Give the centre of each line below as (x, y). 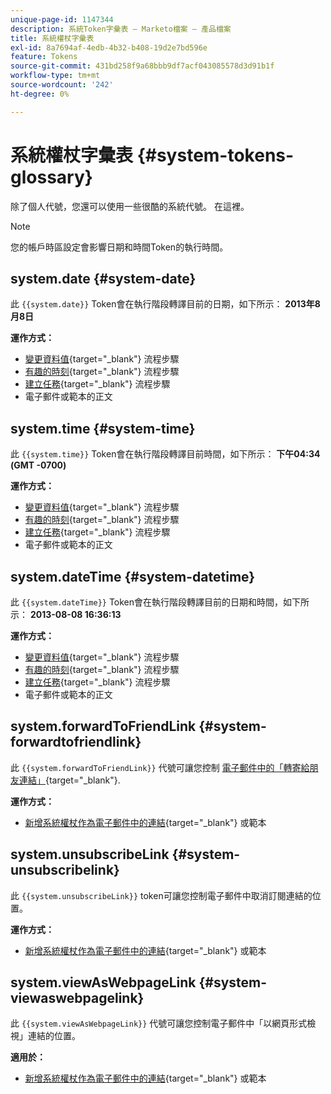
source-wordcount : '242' (62, 85)
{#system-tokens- (215, 155)
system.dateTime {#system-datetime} (133, 576)
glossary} (51, 177)
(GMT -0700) (38, 465)
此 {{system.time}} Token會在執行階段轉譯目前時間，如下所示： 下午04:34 (165, 454)
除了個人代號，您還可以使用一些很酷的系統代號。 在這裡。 (130, 206)
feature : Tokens (44, 57)
